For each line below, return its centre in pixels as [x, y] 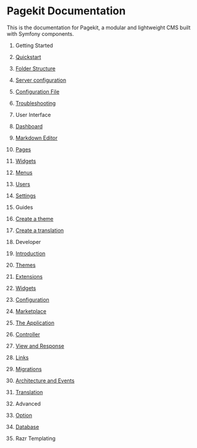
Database [27, 427]
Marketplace [31, 311]
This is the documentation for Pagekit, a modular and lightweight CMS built [99, 27]
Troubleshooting [35, 103]
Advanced [28, 403]
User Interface [33, 115]
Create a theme [35, 218]
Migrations [29, 369]
